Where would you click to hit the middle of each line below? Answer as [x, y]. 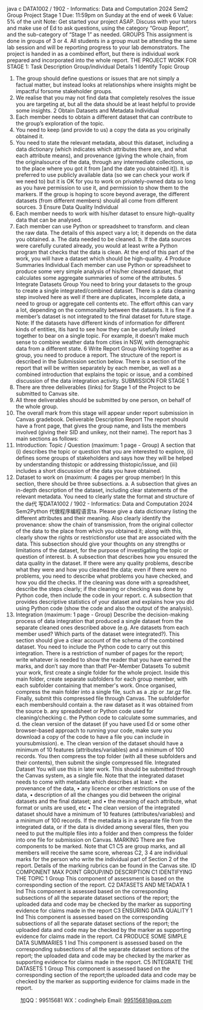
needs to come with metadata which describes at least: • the [92, 782]
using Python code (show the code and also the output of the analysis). [105, 608]
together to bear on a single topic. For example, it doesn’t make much [102, 336]
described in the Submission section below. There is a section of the [101, 361]
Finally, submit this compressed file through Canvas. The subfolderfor [102, 698]
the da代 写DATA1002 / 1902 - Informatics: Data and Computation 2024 [104, 504]
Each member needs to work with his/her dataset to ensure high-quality [105, 213]
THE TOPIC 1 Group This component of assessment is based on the [100, 878]
